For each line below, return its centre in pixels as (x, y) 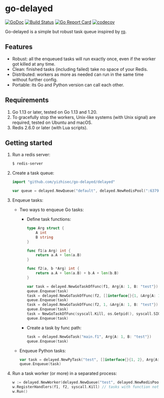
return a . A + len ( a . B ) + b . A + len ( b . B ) (77, 273)
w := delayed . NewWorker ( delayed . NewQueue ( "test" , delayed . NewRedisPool (86, 382)
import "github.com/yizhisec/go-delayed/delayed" (64, 182)
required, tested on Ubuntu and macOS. (52, 122)
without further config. (35, 79)
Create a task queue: (33, 173)
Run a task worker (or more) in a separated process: (64, 374)
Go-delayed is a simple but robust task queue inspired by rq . (66, 31)
